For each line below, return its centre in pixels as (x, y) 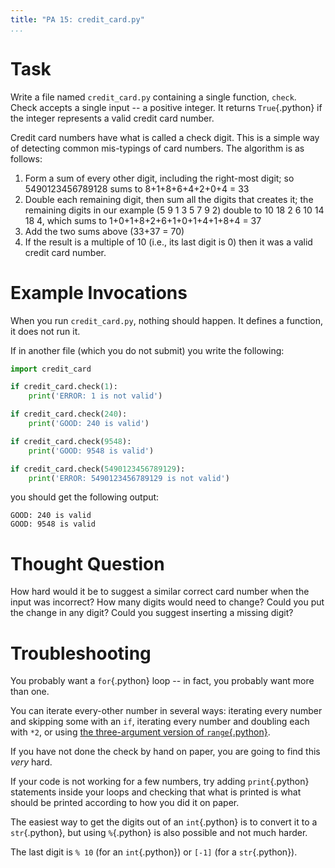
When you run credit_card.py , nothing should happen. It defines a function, (167, 320)
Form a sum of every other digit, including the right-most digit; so (159, 178)
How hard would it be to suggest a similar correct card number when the (160, 592)
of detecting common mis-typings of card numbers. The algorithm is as (157, 148)
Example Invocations (99, 292)
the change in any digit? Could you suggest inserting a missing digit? (152, 613)
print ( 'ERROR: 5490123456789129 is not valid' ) (129, 478)
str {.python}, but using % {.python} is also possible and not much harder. (159, 833)
